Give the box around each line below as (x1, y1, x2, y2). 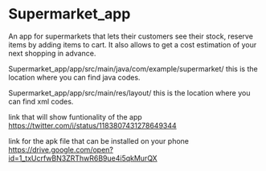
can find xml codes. (8, 96, 74, 106)
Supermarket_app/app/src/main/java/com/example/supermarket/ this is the (8, 63, 259, 73)
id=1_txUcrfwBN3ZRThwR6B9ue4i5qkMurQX (8, 153, 158, 163)
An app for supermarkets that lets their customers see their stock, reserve (8, 31, 253, 41)
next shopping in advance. (8, 48, 96, 58)
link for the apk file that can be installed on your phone (8, 136, 190, 145)
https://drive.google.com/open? (8, 145, 114, 154)
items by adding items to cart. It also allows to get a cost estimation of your (8, 39, 257, 49)
